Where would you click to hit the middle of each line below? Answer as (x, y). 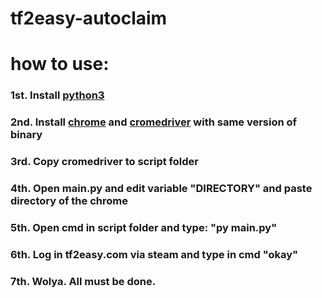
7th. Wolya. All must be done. (83, 281)
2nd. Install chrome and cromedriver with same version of (154, 122)
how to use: (60, 64)
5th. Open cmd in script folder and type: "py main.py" (144, 227)
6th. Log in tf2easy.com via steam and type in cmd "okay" (154, 254)
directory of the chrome (69, 201)
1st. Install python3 (57, 95)
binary (26, 135)
